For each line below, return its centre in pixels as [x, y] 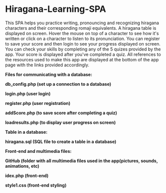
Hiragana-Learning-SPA [56, 9]
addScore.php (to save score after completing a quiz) [61, 113]
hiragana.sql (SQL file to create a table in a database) [61, 142]
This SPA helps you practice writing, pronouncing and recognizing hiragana [82, 23]
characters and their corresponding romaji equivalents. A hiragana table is [81, 28]
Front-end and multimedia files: [38, 151]
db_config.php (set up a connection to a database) [58, 84]
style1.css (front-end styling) [36, 185]
